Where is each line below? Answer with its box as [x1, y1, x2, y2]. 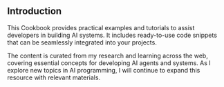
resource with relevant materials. [7, 73, 101, 82]
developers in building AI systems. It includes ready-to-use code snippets [7, 31, 218, 39]
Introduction [7, 5, 62, 17]
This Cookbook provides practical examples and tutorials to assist [7, 23, 195, 32]
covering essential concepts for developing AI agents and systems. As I [7, 58, 211, 67]
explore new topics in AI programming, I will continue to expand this [7, 66, 200, 74]
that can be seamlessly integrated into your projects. [7, 38, 157, 47]
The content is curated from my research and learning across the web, [7, 51, 209, 60]
